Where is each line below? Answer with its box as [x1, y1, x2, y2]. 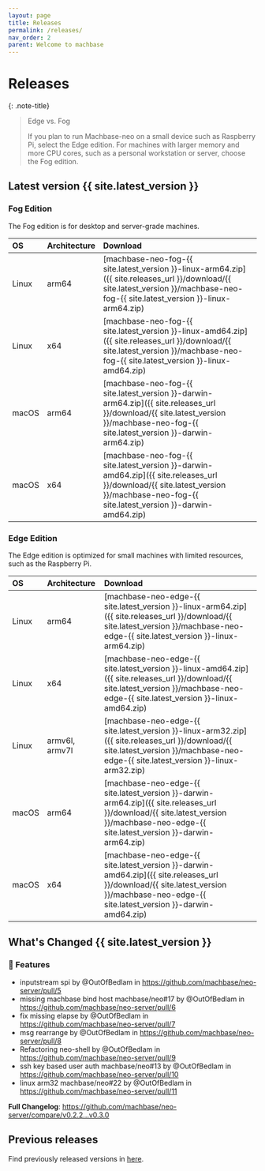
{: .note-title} [8, 101, 50, 111]
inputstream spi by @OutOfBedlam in [19, 977, 140, 987]
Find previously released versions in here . [8, 1154, 144, 1163]
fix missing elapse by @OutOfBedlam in [19, 1011, 149, 1020]
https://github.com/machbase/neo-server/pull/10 [19, 1069, 179, 1079]
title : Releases [8, 19, 62, 27]
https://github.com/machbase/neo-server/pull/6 [19, 1002, 176, 1011]
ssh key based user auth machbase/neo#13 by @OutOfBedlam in [19, 1061, 232, 1071]
